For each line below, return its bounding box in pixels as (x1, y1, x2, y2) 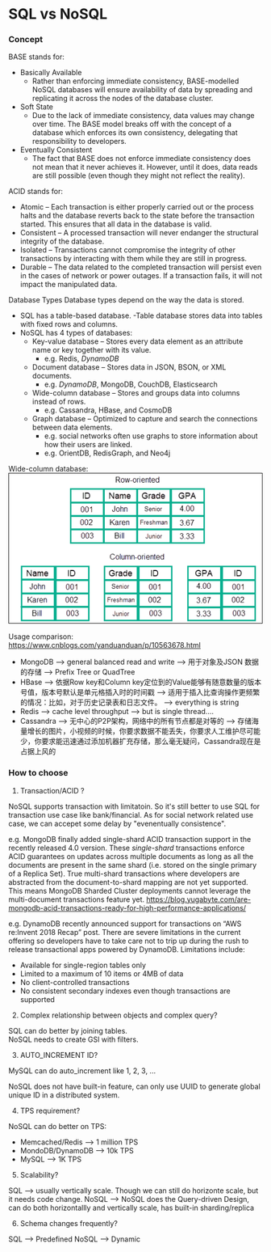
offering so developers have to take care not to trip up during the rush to (8, 936, 249, 945)
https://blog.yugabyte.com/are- (146, 895, 252, 904)
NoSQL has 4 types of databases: (19, 328, 133, 338)
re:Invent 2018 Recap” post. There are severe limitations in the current (8, 927, 241, 937)
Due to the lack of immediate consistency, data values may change (31, 111, 255, 121)
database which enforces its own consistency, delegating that (31, 128, 238, 137)
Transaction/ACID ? (19, 785, 85, 795)
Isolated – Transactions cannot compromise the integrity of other (19, 245, 236, 255)
